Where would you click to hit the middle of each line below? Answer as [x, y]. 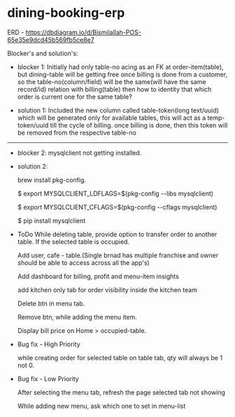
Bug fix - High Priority [49, 344]
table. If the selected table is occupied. [73, 241]
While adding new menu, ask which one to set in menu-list [101, 406]
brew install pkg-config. [51, 179]
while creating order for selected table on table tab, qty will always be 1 [120, 357]
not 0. [26, 365]
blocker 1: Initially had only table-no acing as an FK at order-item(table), [120, 67]
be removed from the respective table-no [77, 132]
